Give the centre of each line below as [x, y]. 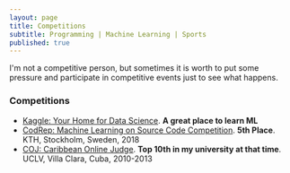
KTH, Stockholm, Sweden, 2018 [81, 139]
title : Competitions [48, 26]
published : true [40, 43]
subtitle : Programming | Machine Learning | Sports [108, 34]
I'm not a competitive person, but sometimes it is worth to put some [134, 68]
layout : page [34, 17]
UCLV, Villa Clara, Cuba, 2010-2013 [87, 159]
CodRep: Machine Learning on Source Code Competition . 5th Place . [149, 130]
